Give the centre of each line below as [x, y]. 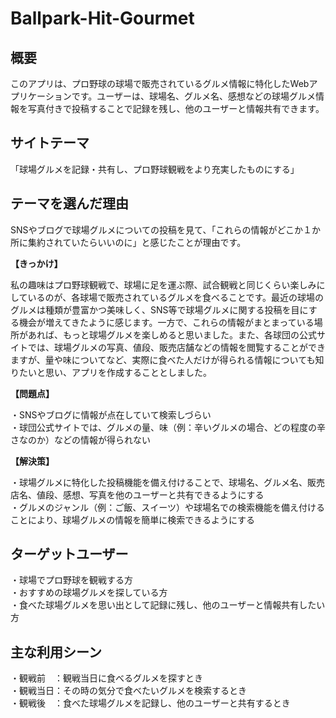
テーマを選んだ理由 [69, 203]
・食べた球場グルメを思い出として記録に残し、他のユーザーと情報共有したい [168, 605]
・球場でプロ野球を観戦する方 [71, 580]
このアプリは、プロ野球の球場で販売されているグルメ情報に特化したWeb [160, 83]
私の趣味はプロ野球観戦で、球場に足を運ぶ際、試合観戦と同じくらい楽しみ [163, 284]
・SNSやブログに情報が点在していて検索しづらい [111, 414]
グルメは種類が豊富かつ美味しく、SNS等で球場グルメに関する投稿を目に [159, 309]
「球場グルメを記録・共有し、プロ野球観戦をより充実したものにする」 [155, 169]
